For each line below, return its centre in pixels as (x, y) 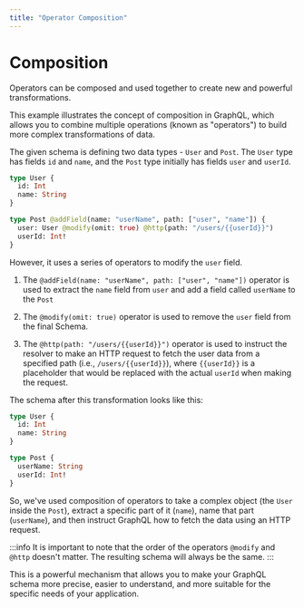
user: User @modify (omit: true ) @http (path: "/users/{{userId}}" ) (146, 227)
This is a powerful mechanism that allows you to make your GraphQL (138, 574)
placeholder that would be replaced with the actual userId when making (157, 372)
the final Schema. (55, 326)
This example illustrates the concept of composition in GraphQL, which (142, 115)
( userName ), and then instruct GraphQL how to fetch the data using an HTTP (150, 520)
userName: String (50, 466)
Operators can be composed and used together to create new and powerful (151, 88)
